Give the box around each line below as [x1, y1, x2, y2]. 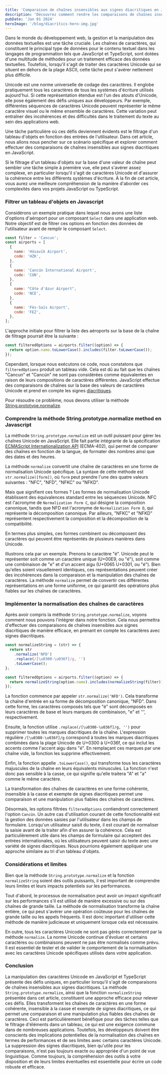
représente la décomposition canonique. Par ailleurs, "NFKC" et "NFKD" [5, 510, 153, 517]
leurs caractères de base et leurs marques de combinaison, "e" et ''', [5, 709, 146, 715]
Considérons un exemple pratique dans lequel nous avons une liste [5, 210, 143, 216]
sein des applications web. [5, 119, 60, 125]
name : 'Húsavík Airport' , [14, 249, 68, 255]
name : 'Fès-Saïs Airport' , [14, 305, 70, 310]
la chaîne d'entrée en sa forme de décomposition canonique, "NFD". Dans [5, 698, 157, 704]
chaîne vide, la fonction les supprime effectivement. [5, 751, 111, 757]
